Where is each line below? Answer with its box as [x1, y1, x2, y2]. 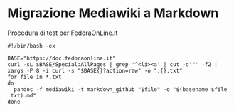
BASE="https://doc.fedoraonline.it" [7, 55, 116, 62]
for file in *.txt [7, 73, 62, 80]
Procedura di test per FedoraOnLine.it [7, 28, 118, 37]
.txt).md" [7, 92, 37, 99]
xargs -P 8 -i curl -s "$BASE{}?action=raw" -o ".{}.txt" [7, 67, 183, 74]
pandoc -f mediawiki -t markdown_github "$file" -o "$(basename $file [14, 85, 228, 93]
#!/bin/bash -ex [7, 42, 55, 49]
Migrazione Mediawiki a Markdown [7, 5, 219, 21]
